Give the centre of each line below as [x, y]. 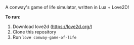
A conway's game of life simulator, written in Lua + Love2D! [67, 7]
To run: [13, 17]
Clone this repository [34, 32]
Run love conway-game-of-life [44, 37]
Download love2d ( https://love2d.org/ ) [52, 26]
